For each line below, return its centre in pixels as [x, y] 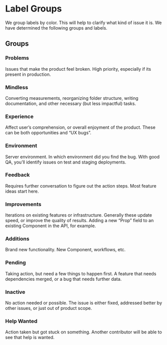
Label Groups [34, 9]
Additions [17, 239]
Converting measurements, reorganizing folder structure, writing [72, 98]
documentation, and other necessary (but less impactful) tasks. [71, 103]
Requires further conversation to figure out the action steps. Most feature [81, 186]
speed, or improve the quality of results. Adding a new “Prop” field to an [79, 221]
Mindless [17, 87]
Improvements [23, 204]
